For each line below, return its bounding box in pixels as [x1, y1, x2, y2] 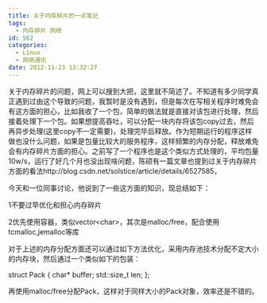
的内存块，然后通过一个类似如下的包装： [8, 254, 141, 263]
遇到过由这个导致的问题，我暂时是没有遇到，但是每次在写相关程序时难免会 [14, 96, 259, 106]
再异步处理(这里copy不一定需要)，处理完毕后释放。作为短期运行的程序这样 [8, 126, 253, 136]
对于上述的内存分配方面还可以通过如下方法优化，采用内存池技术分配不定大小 [8, 244, 259, 254]
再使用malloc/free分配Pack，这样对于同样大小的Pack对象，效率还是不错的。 [8, 286, 259, 296]
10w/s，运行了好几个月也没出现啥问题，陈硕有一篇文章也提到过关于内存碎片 [8, 156, 257, 166]
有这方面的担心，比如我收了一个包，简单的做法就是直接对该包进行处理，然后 [8, 106, 259, 116]
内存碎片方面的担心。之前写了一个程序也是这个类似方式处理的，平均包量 [21, 146, 259, 155]
